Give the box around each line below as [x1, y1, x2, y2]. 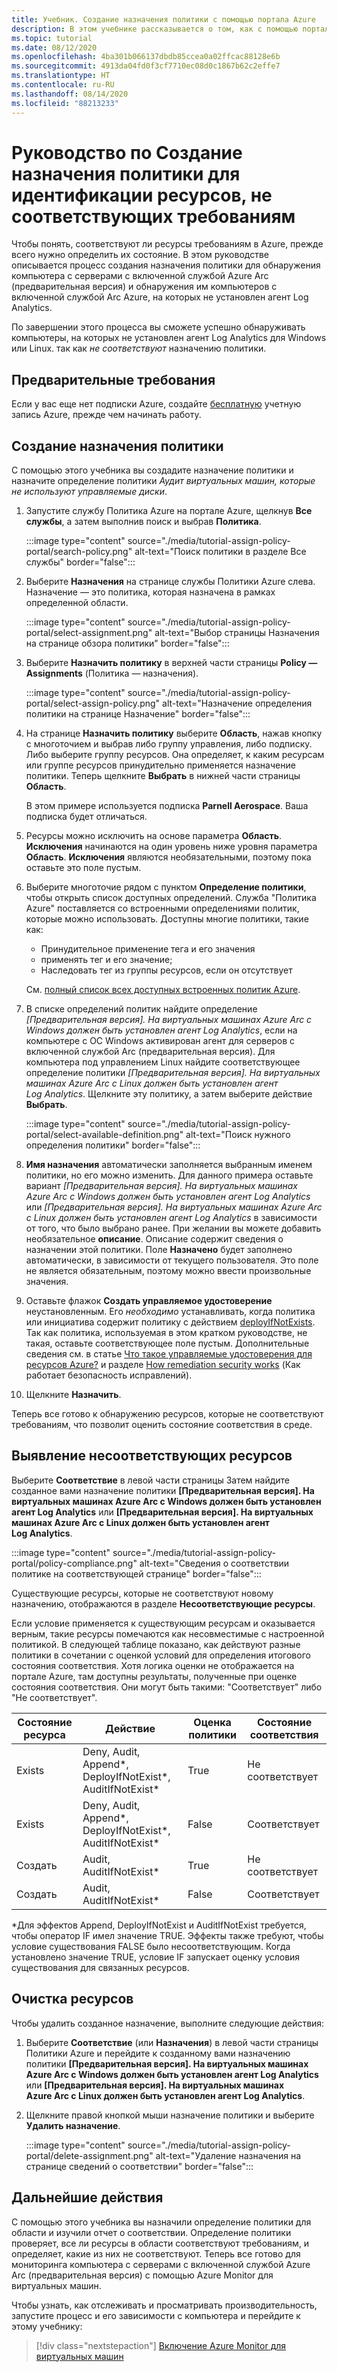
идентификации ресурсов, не [11, 184, 273, 206]
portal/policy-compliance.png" [11, 1557, 138, 1569]
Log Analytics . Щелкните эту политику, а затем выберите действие [25, 1088, 313, 1100]
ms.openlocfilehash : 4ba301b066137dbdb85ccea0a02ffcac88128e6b [11, 52, 281, 62]
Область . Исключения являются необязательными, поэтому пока [25, 851, 312, 863]
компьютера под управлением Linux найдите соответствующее [25, 1056, 301, 1068]
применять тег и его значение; [40, 954, 173, 966]
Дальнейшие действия [11, 2189, 164, 2206]
